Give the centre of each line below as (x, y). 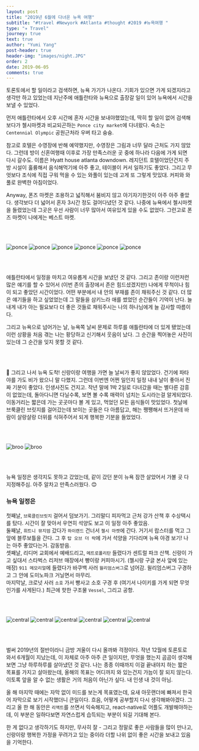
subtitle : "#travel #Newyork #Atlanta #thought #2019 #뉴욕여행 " (87, 23)
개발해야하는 (178, 707)
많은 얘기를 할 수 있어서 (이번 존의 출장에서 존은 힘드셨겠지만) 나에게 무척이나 (95, 285)
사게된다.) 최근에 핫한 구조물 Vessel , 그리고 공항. (78, 590)
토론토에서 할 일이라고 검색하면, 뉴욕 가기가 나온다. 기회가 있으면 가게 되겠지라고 (99, 90)
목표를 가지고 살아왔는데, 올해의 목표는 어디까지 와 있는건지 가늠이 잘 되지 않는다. (99, 672)
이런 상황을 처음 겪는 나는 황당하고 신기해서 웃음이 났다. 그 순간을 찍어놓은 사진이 (99, 334)
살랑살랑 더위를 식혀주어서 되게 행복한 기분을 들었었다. (79, 417)
